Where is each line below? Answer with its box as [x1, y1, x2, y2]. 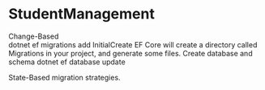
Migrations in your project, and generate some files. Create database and [8, 48, 253, 58]
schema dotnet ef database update [8, 57, 126, 67]
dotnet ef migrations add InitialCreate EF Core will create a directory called [8, 39, 258, 49]
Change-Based [8, 31, 59, 41]
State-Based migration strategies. [8, 72, 121, 82]
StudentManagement [8, 5, 156, 23]
